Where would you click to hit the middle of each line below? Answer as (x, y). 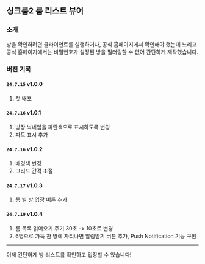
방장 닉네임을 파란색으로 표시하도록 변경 (63, 127)
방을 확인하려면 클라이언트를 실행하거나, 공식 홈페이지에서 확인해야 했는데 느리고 (102, 44)
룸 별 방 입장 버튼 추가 (41, 199)
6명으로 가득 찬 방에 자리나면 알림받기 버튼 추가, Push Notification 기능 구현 (106, 236)
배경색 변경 (28, 163)
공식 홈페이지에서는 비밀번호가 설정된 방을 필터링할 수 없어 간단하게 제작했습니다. (103, 52)
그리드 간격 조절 (34, 171)
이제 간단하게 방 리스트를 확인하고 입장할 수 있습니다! (69, 254)
